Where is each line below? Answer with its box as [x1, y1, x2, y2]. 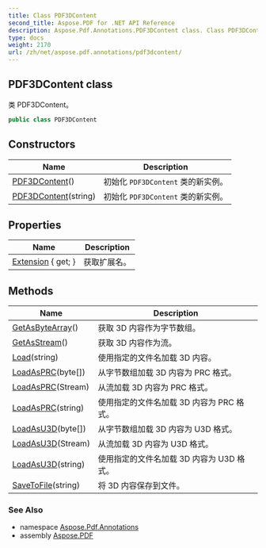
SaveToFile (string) [12, 480, 81, 491]
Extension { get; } [12, 256, 76, 267]
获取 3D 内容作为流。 [97, 338, 177, 349]
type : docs [8, 33, 44, 42]
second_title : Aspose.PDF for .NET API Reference [8, 19, 176, 27]
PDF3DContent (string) [12, 190, 97, 201]
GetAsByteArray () [12, 322, 79, 333]
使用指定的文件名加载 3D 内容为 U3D [97, 454, 235, 465]
